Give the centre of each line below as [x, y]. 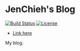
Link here [22, 33]
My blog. [14, 43]
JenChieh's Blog [40, 9]
